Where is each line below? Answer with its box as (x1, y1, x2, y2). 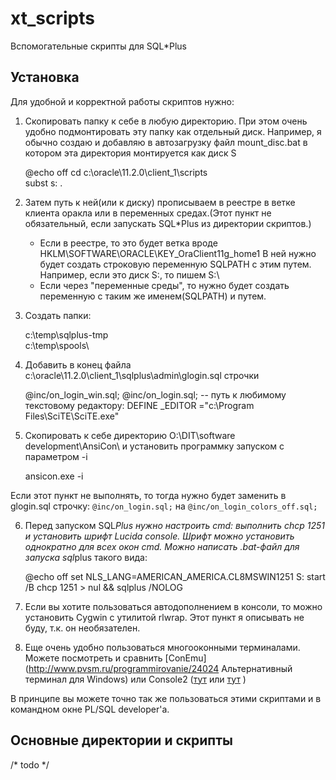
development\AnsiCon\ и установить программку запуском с (24, 440, 285, 452)
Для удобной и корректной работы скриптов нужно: (10, 95, 235, 107)
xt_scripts (10, 7, 95, 30)
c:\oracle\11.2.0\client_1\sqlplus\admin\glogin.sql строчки (24, 369, 260, 381)
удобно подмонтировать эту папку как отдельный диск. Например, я (24, 125, 322, 137)
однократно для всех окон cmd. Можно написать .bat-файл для (24, 540, 300, 552)
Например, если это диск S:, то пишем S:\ (39, 268, 220, 281)
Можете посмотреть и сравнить (24, 652, 163, 664)
